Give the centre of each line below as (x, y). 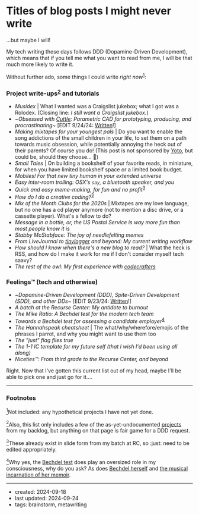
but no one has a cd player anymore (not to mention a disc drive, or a (99, 209)
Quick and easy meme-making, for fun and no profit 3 (80, 189)
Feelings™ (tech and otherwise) (52, 282)
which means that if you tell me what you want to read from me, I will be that (99, 58)
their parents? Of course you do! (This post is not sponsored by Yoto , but (104, 151)
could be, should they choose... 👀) (57, 157)
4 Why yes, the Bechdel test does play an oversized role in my (81, 461)
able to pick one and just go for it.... (49, 377)
